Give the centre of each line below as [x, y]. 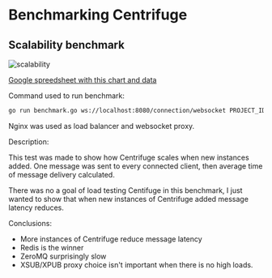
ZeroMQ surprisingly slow [63, 256]
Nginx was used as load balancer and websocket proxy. [102, 126]
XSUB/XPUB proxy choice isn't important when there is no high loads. [136, 264]
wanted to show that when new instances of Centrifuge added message [129, 199]
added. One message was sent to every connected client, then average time [136, 166]
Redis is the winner [52, 247]
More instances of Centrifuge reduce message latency [111, 239]
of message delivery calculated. [62, 174]
